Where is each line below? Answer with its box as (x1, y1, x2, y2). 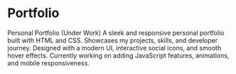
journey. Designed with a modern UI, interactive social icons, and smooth (7, 43, 222, 52)
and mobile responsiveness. (7, 58, 90, 67)
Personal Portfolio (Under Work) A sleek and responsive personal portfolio (7, 28, 225, 37)
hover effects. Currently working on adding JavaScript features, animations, (7, 51, 230, 60)
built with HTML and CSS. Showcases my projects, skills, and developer (7, 36, 218, 44)
